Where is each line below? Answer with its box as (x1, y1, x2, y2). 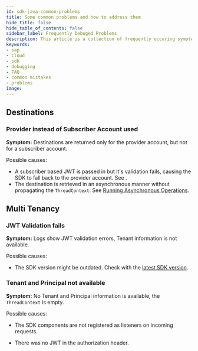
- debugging (6, 63, 35, 70)
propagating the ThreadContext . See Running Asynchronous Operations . (14, 187, 190, 194)
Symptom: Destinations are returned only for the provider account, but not (6, 138, 187, 145)
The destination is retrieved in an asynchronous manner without (14, 180, 170, 187)
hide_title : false (6, 19, 51, 25)
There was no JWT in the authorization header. (14, 339, 129, 346)
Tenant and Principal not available (6, 279, 105, 287)
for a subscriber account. (6, 145, 68, 152)
